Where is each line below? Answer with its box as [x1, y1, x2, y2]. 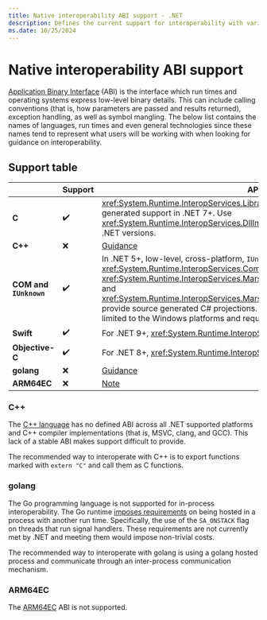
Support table [8, 161, 78, 174]
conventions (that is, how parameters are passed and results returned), [8, 104, 242, 114]
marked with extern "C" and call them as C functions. [8, 460, 184, 470]
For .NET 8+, [102, 347, 149, 358]
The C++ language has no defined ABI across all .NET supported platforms [8, 420, 253, 429]
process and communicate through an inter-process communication [8, 556, 232, 565]
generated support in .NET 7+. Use [102, 207, 232, 219]
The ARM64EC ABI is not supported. [8, 603, 128, 612]
